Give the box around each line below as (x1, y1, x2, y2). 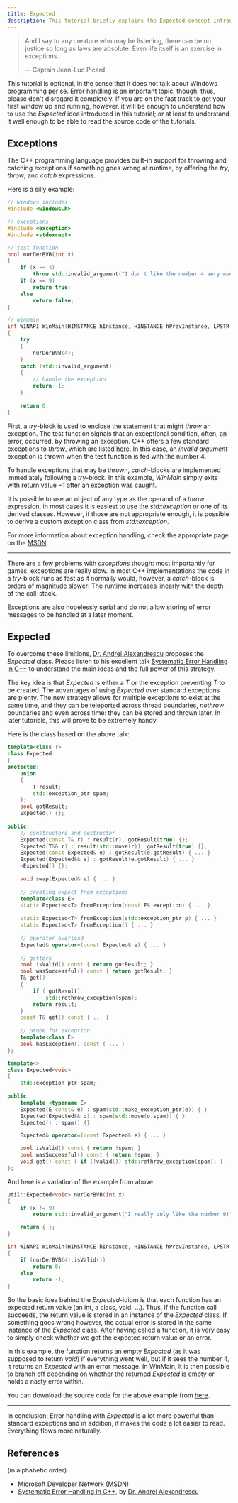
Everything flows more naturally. (7, 1426, 102, 1435)
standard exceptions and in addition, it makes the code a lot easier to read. (7, 1419, 225, 1428)
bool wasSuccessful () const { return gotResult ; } (20, 968, 173, 975)
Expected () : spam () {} (20, 1119, 91, 1126)
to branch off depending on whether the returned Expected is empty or (7, 1370, 215, 1378)
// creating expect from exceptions (20, 888, 129, 895)
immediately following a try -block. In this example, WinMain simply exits (7, 473, 218, 481)
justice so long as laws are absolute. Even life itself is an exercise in (24, 44, 222, 53)
